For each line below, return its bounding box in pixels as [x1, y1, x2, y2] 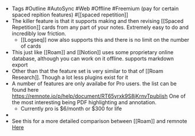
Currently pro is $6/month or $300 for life [20, 105, 122, 112]
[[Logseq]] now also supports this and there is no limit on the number [20, 37, 190, 43]
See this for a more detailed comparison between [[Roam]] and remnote [11, 118, 187, 124]
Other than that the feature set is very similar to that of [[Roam [11, 68, 164, 74]
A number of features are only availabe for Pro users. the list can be [11, 80, 177, 87]
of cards [20, 42, 41, 49]
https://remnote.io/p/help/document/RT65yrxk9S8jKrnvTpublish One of [11, 92, 186, 99]
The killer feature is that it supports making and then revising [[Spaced [11, 18, 184, 24]
